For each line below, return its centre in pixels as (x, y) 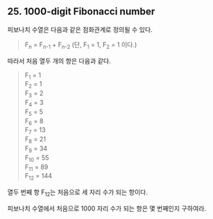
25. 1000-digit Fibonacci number (81, 12)
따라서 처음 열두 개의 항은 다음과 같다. (59, 61)
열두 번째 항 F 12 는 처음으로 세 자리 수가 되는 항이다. (78, 193)
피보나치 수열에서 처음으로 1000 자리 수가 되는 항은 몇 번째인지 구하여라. (107, 208)
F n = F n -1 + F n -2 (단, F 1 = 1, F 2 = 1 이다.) (81, 45)
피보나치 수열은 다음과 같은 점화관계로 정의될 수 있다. (80, 29)
